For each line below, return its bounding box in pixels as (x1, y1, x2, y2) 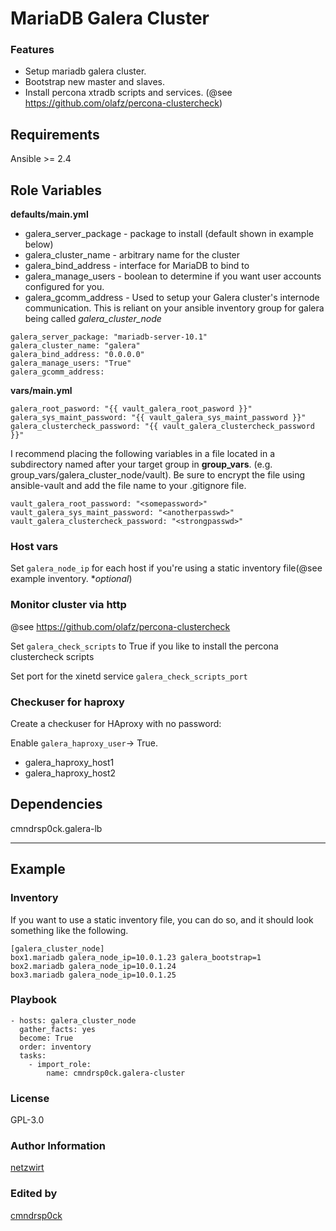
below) (24, 238, 54, 251)
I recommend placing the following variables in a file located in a (10, 448, 276, 460)
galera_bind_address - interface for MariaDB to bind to (24, 260, 250, 272)
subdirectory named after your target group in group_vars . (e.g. (10, 458, 273, 471)
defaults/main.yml (10, 208, 89, 221)
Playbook (10, 993, 58, 1007)
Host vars (10, 540, 59, 554)
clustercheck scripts (10, 650, 95, 662)
